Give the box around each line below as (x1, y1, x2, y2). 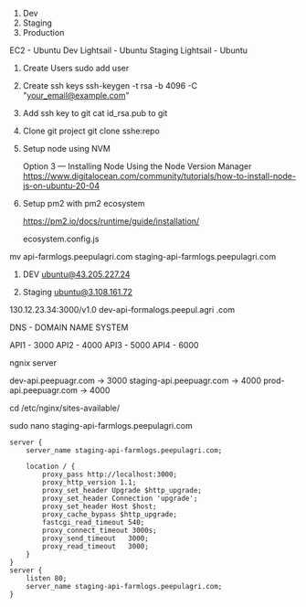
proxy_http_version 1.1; (42, 478, 137, 487)
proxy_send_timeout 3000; (42, 534, 149, 543)
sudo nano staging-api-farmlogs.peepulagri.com (9, 421, 194, 431)
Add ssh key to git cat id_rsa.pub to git (22, 108, 168, 118)
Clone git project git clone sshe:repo (22, 125, 160, 136)
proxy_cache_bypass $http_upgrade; (42, 510, 178, 519)
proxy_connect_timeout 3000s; (42, 526, 157, 535)
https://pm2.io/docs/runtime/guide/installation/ (22, 216, 200, 227)
